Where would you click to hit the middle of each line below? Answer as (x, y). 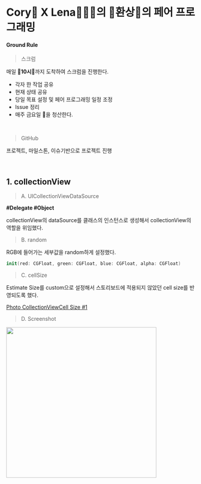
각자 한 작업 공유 (34, 84)
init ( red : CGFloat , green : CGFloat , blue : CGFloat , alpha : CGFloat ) (94, 264)
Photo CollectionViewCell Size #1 (47, 307)
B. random (34, 240)
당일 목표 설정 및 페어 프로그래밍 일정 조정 (64, 99)
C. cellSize (34, 275)
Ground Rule (22, 45)
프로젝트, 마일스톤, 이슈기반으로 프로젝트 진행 (59, 150)
